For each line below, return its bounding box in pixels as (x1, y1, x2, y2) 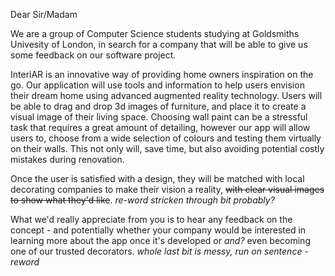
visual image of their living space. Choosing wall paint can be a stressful (10, 111, 308, 123)
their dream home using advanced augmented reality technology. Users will (10, 90, 323, 101)
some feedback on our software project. (10, 49, 177, 61)
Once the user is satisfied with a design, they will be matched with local (10, 173, 305, 184)
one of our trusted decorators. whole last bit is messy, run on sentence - (10, 245, 309, 257)
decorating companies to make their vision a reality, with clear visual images (10, 184, 325, 195)
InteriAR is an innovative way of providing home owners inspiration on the (10, 69, 314, 80)
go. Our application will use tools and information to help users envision (10, 79, 305, 91)
